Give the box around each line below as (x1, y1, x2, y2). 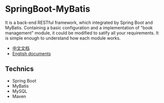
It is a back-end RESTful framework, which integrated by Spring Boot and (5, 20, 153, 25)
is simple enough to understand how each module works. (5, 35, 121, 41)
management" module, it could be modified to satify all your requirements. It (5, 30, 159, 36)
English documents (12, 50, 51, 57)
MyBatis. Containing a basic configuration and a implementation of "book (5, 24, 153, 30)
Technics (5, 65, 34, 73)
